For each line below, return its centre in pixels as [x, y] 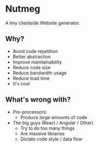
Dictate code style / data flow [51, 139]
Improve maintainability [37, 62]
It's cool [21, 83]
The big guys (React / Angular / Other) [53, 123]
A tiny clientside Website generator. [43, 23]
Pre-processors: [30, 112]
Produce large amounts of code [54, 117]
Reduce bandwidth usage [40, 73]
